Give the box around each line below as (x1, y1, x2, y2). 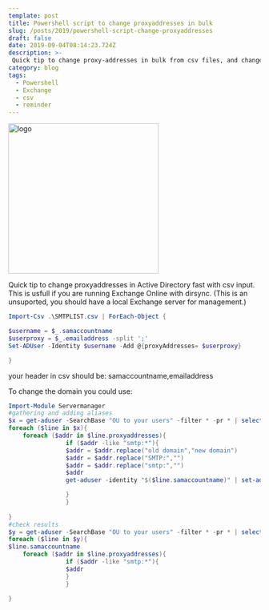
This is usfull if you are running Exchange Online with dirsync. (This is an (8, 289, 248, 299)
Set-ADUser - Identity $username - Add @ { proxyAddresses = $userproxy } (8, 342, 242, 350)
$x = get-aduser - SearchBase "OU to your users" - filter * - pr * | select (8, 417, 263, 425)
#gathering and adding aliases (8, 409, 113, 417)
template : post (8, 11, 59, 20)
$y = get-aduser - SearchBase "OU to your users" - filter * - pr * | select (8, 528, 263, 536)
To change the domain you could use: (8, 386, 133, 396)
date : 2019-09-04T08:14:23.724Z (8, 42, 116, 50)
